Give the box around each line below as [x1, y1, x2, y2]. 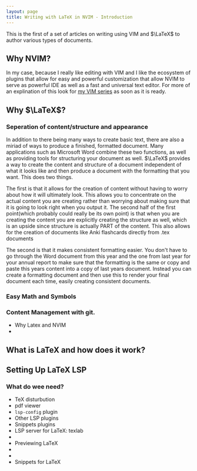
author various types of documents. [6, 37, 93, 44]
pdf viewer [14, 402, 41, 409]
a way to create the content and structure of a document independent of [6, 161, 182, 168]
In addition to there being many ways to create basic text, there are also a [6, 136, 184, 143]
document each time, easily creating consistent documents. [6, 278, 151, 284]
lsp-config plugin [14, 409, 58, 416]
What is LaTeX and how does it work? [6, 345, 146, 355]
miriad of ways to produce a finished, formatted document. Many [6, 142, 164, 149]
